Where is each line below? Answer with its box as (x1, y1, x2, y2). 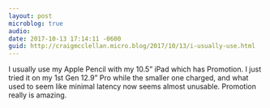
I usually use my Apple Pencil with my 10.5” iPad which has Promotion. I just (8, 64, 262, 74)
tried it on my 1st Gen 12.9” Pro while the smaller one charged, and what (8, 73, 249, 83)
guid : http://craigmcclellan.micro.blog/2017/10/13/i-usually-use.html (8, 42, 255, 50)
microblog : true (8, 19, 63, 28)
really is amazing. (8, 90, 67, 100)
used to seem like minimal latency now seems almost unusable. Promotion (8, 82, 257, 92)
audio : (8, 27, 31, 35)
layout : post (8, 11, 53, 20)
